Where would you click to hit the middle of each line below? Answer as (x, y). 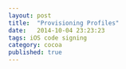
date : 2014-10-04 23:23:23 (57, 30)
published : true (35, 52)
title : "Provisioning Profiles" (64, 23)
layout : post (30, 15)
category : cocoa (35, 45)
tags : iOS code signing (48, 38)
